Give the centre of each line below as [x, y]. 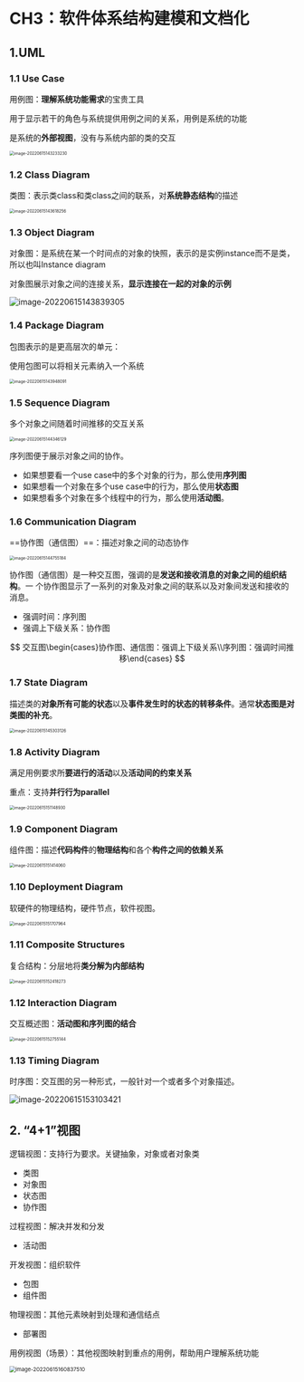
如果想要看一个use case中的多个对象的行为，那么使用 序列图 [134, 475]
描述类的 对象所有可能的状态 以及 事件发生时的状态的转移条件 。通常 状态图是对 [152, 704]
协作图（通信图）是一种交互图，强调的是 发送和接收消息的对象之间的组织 [144, 575]
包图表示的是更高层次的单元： [65, 346]
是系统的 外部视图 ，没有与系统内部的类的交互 [93, 138]
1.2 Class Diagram [50, 175]
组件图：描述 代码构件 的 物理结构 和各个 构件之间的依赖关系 [116, 850]
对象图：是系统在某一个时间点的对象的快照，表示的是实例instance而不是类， [152, 254]
